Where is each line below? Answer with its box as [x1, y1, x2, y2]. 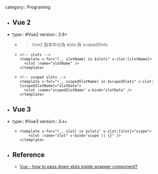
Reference [12, 151, 45, 159]
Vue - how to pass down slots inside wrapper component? [19, 164, 138, 170]
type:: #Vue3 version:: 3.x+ [12, 118, 68, 124]
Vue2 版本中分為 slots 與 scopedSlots [31, 41, 108, 47]
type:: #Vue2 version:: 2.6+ [12, 31, 68, 37]
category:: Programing [5, 4, 51, 10]
